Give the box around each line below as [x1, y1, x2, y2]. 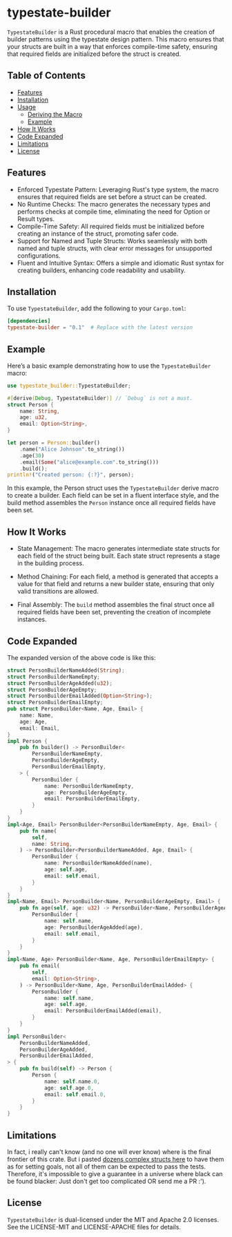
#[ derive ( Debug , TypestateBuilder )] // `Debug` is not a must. [7, 395, 193, 402]
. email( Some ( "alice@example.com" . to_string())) [19, 458, 159, 466]
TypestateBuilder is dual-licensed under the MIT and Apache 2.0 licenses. [7, 1215, 220, 1224]
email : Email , [19, 724, 60, 732]
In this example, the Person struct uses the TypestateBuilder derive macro [7, 484, 219, 492]
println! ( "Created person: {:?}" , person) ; [7, 471, 135, 478]
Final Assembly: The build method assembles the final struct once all [17, 601, 215, 609]
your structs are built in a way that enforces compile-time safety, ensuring [7, 42, 217, 50]
